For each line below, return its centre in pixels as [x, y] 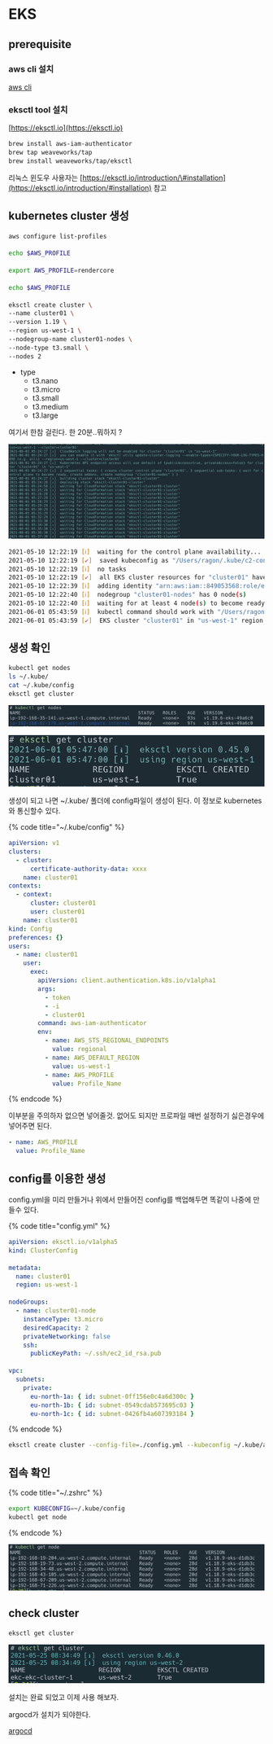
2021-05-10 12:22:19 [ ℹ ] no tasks [68, 569]
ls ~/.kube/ [28, 677]
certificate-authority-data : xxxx [89, 869]
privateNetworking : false [67, 1336]
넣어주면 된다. [30, 1126]
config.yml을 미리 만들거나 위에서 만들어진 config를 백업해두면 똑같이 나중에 [130, 1200]
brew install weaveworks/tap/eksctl [70, 161]
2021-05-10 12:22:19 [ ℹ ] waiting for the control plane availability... [135, 552]
